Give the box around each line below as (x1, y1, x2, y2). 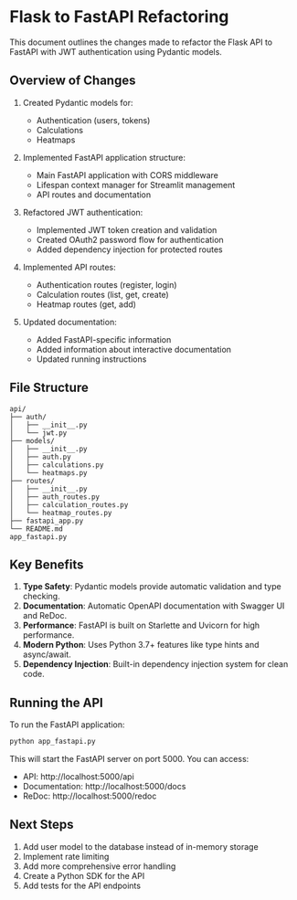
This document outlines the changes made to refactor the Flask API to (9, 37, 272, 48)
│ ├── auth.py (9, 452, 71, 461)
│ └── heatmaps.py (9, 468, 89, 477)
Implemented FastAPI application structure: (22, 152, 186, 163)
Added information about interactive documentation (36, 344, 231, 355)
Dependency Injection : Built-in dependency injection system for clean (22, 659, 289, 670)
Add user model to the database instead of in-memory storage (22, 841, 259, 852)
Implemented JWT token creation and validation (36, 224, 217, 235)
